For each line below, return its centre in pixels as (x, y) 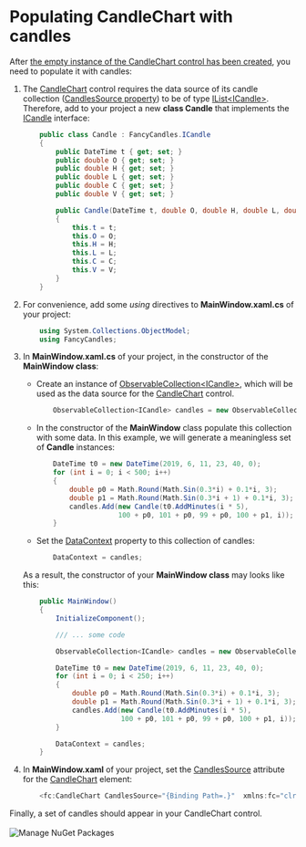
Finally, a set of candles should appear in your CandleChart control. (136, 813)
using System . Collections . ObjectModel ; (115, 330)
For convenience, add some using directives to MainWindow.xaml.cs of (158, 304)
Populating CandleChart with (122, 17)
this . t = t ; (94, 227)
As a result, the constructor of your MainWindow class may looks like (153, 575)
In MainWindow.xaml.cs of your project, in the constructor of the (145, 357)
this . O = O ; (94, 236)
